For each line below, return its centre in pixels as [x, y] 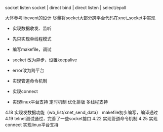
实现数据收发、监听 [32, 28]
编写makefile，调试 [32, 49]
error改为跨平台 [28, 70]
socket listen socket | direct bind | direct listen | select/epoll [66, 8]
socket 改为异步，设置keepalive [45, 60]
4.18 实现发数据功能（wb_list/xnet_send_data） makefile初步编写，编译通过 [81, 112]
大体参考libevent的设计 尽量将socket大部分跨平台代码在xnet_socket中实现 [80, 18]
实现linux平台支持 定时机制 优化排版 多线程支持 [60, 102]
